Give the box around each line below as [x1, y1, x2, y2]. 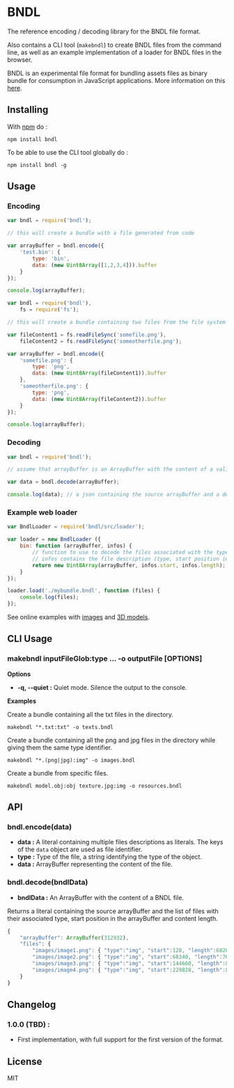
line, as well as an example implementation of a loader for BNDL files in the [7, 48, 222, 56]
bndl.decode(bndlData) [7, 878, 88, 888]
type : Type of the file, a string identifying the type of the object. [17, 853, 202, 861]
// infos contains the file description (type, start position [32, 555, 219, 562]
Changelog [7, 998, 56, 1010]
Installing [7, 104, 49, 116]
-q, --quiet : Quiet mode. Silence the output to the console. [17, 683, 187, 691]
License [7, 1055, 42, 1067]
